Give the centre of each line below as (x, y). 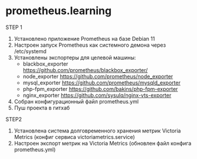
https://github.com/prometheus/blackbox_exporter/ (85, 70)
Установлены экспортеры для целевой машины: (75, 57)
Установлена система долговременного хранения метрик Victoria (97, 131)
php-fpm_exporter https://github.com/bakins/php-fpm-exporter (100, 89)
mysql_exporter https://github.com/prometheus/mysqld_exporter (102, 82)
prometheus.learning (59, 11)
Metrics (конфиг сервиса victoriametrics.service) (74, 137)
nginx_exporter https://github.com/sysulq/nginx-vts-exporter (97, 95)
